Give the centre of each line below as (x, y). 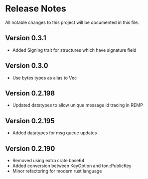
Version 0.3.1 (26, 38)
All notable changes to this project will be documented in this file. (72, 22)
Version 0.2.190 (30, 148)
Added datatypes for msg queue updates (55, 133)
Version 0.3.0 (27, 66)
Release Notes (36, 9)
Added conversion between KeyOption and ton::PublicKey (72, 166)
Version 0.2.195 (30, 121)
